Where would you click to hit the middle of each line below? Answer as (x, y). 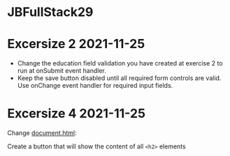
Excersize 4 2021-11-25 (76, 114)
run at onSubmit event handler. (62, 71)
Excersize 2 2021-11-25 (76, 44)
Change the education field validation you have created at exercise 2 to (120, 63)
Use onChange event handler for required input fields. (95, 86)
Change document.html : (42, 133)
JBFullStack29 (50, 12)
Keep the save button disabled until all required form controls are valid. (119, 78)
